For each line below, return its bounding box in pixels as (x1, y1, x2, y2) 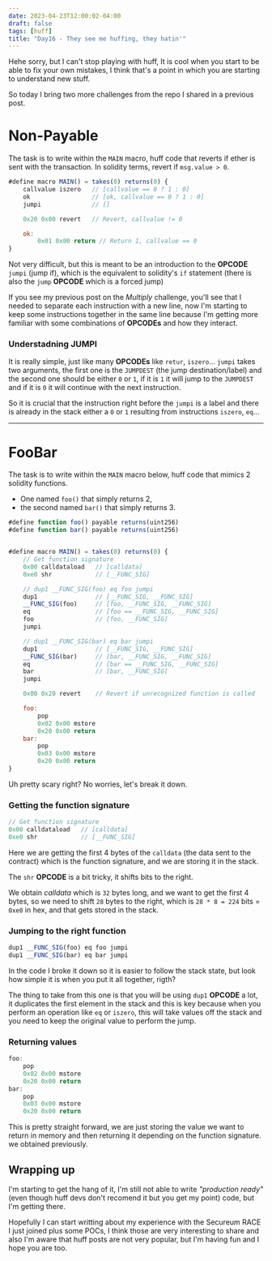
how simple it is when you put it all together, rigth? (8, 974, 176, 984)
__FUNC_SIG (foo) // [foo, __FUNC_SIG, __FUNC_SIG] (23, 600, 212, 608)
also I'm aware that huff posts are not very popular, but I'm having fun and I (8, 1234, 260, 1244)
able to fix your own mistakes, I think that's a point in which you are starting (8, 66, 261, 75)
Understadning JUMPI (8, 338, 97, 350)
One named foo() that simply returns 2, (19, 494, 152, 504)
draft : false (8, 19, 53, 28)
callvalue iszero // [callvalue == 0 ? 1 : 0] (23, 186, 190, 194)
